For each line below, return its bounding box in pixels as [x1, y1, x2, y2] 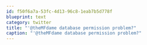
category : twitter [6, 19, 52, 25]
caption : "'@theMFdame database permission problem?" [6, 30, 142, 36]
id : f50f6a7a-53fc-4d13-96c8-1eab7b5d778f [6, 8, 113, 15]
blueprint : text [6, 14, 46, 20]
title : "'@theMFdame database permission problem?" [6, 25, 136, 31]
